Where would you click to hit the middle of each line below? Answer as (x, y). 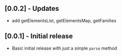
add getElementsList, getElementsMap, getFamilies (64, 20)
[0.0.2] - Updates (32, 9)
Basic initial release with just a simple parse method (64, 48)
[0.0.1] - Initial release (39, 36)
